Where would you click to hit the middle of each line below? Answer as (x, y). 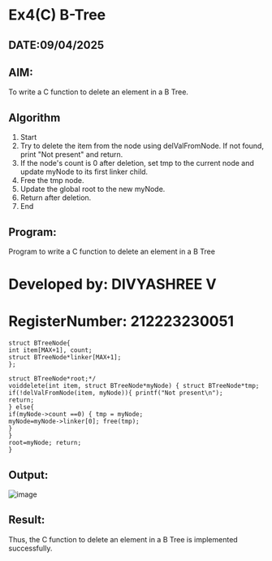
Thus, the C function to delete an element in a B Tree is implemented (123, 539)
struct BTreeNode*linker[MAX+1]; (65, 358)
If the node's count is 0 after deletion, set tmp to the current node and (137, 163)
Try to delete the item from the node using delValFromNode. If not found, (142, 146)
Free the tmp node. (52, 180)
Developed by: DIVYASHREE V (112, 284)
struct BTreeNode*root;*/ (52, 379)
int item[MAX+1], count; (50, 350)
